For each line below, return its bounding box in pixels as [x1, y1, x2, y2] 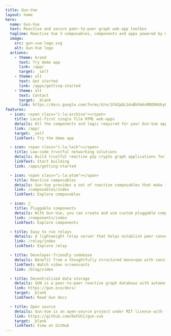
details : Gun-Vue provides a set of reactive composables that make [14, 182, 163, 188]
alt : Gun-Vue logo [14, 45, 53, 50]
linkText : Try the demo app [14, 136, 74, 141]
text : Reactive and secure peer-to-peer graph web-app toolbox [10, 27, 147, 32]
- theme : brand [14, 55, 47, 60]
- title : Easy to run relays [10, 229, 72, 235]
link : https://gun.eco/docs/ [14, 286, 76, 291]
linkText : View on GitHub [14, 323, 70, 328]
